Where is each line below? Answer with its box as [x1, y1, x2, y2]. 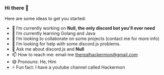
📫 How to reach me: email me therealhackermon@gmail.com [11, 52, 138, 58]
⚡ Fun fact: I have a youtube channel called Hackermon [11, 64, 125, 71]
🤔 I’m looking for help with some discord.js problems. [11, 41, 121, 47]
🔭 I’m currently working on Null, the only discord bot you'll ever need [11, 25, 155, 31]
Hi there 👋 [4, 4, 29, 11]
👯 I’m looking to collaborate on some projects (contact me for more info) [11, 36, 160, 41]
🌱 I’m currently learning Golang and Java [11, 31, 95, 37]
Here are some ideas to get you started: [4, 16, 86, 22]
